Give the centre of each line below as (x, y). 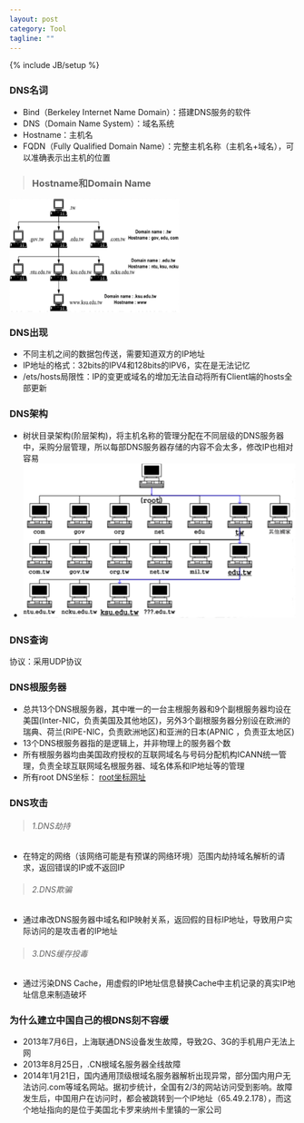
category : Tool (38, 29)
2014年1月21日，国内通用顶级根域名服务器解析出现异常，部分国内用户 (152, 1076)
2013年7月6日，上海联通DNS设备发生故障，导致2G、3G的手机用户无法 (155, 1042)
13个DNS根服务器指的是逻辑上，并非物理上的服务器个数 (127, 743)
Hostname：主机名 (58, 134)
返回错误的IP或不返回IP (82, 867)
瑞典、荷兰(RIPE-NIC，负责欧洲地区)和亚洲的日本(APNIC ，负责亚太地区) (158, 732)
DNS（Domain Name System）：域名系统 (98, 123)
